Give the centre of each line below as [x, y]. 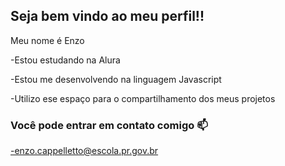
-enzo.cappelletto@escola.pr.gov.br [84, 151]
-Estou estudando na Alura [65, 60]
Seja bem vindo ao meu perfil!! [107, 16]
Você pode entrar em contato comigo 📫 [109, 125]
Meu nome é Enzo [47, 40]
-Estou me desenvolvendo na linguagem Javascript [116, 79]
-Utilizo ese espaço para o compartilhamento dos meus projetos [143, 98]
